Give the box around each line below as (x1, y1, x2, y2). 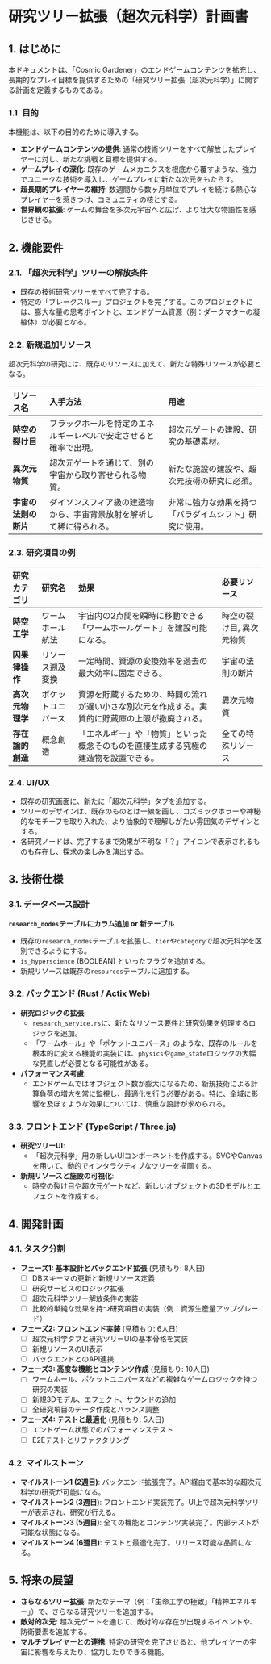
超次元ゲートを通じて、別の (49, 458, 155, 469)
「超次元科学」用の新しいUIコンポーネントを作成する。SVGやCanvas (31, 1151, 263, 1160)
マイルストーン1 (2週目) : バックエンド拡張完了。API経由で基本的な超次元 (19, 1477, 262, 1486)
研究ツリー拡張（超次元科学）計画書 (8, 7, 249, 26)
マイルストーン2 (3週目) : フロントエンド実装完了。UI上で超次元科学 (19, 1497, 245, 1507)
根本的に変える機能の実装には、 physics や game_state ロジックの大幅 (31, 1048, 256, 1058)
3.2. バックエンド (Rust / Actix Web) (8, 988, 151, 999)
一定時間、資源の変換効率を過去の (77, 655, 208, 667)
